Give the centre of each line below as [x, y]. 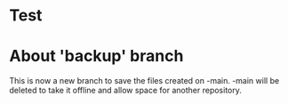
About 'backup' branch [96, 56]
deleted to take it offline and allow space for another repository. [125, 91]
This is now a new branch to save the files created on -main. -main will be [144, 81]
